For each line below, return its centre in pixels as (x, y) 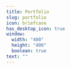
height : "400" (29, 46)
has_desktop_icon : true (36, 28)
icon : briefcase (26, 23)
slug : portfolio (26, 17)
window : (16, 34)
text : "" (17, 56)
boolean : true (29, 51)
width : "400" (28, 40)
